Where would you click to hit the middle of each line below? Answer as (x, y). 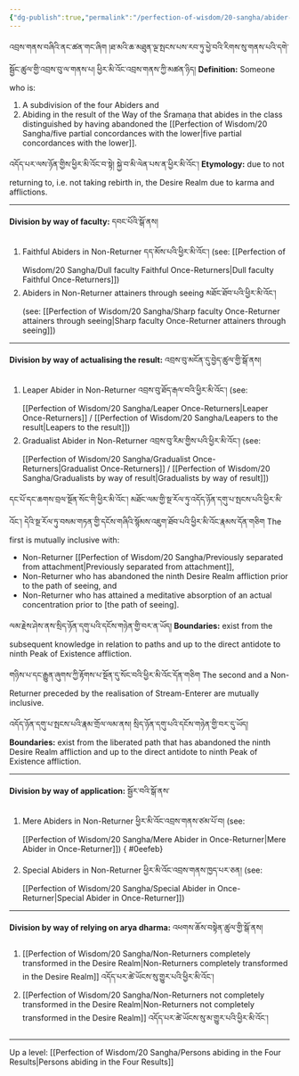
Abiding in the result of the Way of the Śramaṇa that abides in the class (152, 114)
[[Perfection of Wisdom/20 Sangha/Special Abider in (119, 888)
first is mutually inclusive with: (65, 540)
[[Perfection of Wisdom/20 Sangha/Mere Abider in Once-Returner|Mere (154, 839)
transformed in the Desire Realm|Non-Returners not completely (138, 1004)
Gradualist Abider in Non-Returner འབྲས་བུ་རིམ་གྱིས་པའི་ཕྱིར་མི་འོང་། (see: (141, 440)
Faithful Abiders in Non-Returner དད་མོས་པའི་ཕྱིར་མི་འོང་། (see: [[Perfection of (154, 252)
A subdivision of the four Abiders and (91, 104)
